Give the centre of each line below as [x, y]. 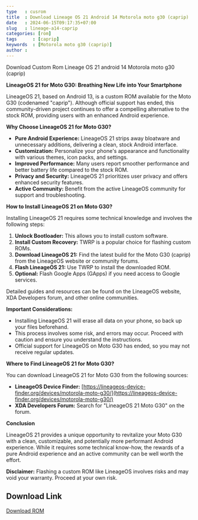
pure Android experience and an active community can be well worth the [95, 454]
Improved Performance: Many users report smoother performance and [102, 163]
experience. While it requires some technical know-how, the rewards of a [95, 447]
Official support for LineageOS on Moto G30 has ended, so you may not [102, 346]
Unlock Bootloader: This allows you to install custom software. [91, 235]
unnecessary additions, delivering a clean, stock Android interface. [96, 144]
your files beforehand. [42, 327]
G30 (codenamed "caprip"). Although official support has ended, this [90, 103]
